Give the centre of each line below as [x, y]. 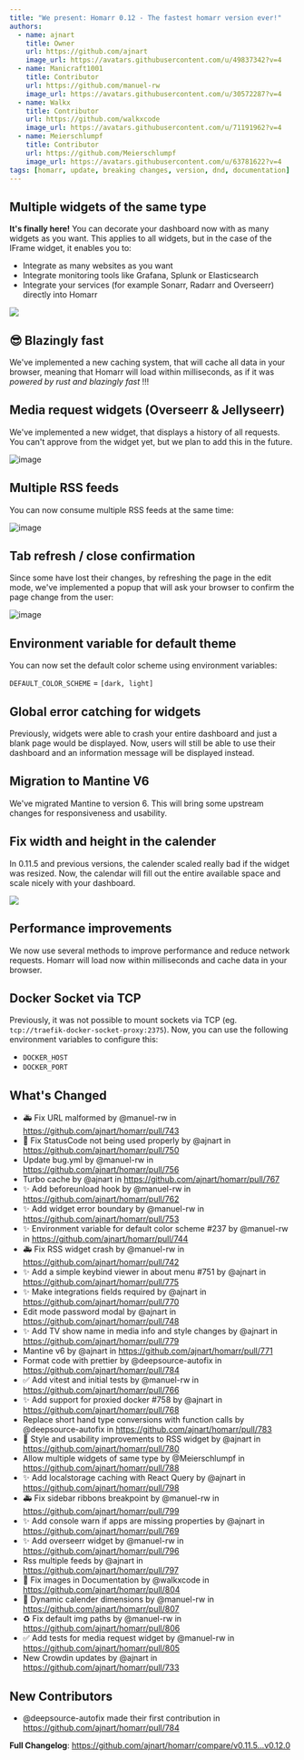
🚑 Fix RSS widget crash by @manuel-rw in [103, 1249]
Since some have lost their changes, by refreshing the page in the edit [141, 578]
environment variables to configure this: [84, 1040]
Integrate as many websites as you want [98, 266]
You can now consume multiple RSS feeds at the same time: [122, 509]
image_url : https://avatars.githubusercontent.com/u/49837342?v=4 [154, 60]
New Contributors [61, 1696]
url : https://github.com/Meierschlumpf [101, 153]
